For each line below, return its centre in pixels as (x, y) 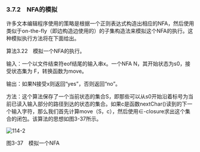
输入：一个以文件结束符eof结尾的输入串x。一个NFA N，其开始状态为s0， (96, 64)
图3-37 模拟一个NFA (33, 143)
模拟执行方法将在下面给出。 (45, 38)
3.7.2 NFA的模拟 (32, 9)
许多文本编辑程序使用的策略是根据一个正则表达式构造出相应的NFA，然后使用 (100, 24)
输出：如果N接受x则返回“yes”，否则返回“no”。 (64, 84)
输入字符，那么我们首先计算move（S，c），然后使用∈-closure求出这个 (98, 111)
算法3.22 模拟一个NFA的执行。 (46, 51)
